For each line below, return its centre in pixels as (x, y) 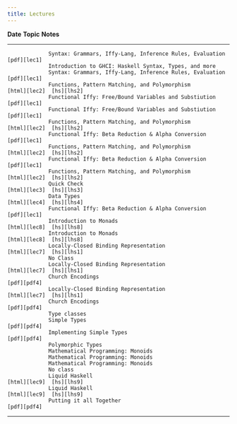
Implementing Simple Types (88, 332)
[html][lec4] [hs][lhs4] (45, 202)
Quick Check (66, 184)
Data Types (64, 196)
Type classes (67, 314)
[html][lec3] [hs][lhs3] (45, 190)
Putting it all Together (85, 401)
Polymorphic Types (75, 345)
